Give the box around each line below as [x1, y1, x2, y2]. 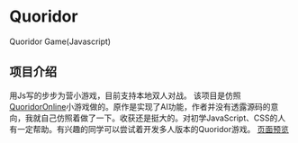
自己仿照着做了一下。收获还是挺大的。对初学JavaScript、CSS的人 [40, 112, 286, 123]
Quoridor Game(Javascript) [9, 36, 111, 47]
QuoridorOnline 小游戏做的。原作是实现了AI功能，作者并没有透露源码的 [9, 101, 272, 112]
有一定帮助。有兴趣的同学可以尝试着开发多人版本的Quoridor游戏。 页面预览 [9, 123, 290, 134]
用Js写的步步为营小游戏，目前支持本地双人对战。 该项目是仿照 [9, 90, 241, 101]
